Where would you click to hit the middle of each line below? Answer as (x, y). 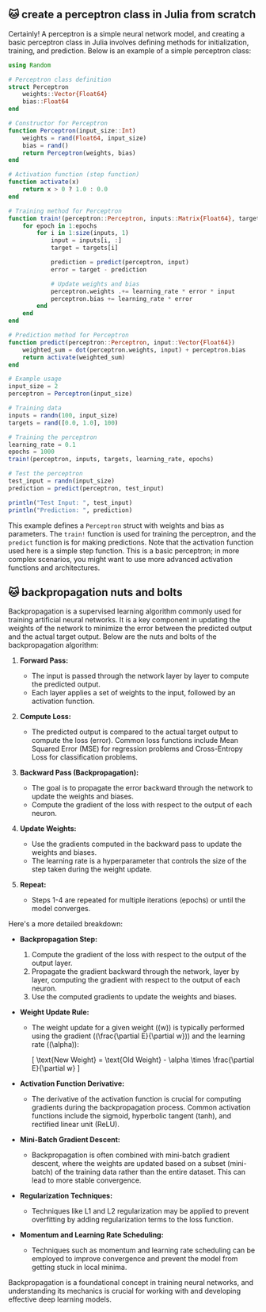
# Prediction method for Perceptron (68, 335)
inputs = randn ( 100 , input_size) (63, 415)
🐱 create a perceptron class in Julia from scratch (132, 15)
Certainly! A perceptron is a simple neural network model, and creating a (127, 33)
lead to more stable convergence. (86, 1180)
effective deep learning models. (60, 1299)
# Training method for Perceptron (65, 211)
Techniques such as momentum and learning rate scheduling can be (143, 1250)
